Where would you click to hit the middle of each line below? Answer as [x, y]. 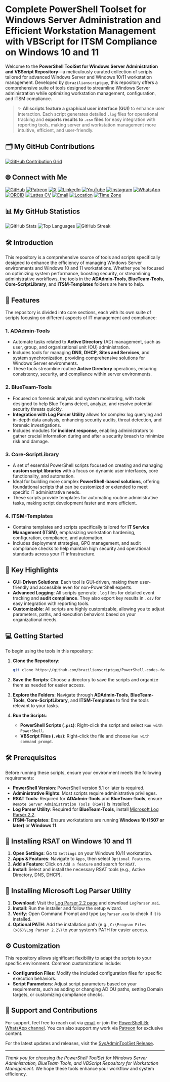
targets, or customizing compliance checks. [58, 994]
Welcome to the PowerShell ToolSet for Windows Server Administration [82, 66]
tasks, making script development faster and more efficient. [75, 503]
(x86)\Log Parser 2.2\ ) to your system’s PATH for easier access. [80, 930]
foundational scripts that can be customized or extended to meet [80, 487]
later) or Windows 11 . [35, 825]
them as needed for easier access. [49, 685]
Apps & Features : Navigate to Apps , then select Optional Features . [82, 859]
